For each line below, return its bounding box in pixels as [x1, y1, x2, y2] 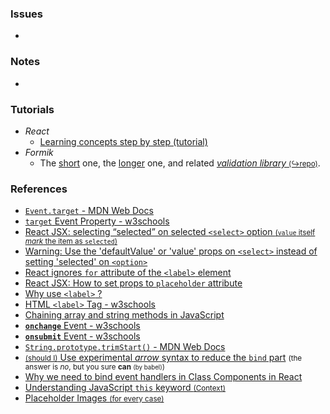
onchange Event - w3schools [24, 320, 141, 332]
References [10, 182, 68, 196]
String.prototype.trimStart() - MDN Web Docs [24, 341, 226, 353]
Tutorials [10, 102, 55, 116]
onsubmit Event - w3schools [24, 330, 141, 342]
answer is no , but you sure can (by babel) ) [24, 362, 165, 372]
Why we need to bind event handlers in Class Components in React [24, 371, 303, 383]
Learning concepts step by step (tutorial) [39, 135, 208, 147]
